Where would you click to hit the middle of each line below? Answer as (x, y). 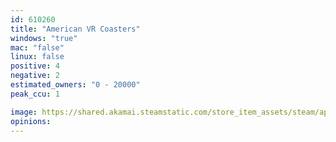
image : (24, 112)
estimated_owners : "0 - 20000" (75, 85)
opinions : (31, 121)
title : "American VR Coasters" (75, 29)
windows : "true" (44, 38)
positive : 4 (35, 66)
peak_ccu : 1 (35, 94)
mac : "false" (37, 47)
